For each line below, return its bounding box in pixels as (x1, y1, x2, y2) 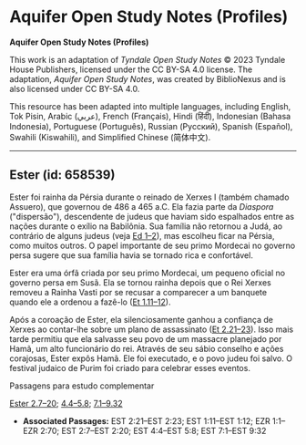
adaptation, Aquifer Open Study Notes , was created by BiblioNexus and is (9, 73, 287, 84)
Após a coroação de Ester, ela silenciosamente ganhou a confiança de (9, 314, 274, 325)
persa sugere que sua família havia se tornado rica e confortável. (9, 249, 253, 261)
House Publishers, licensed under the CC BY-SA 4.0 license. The (9, 64, 253, 75)
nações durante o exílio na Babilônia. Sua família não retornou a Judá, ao (9, 221, 283, 232)
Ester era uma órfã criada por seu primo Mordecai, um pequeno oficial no (9, 267, 285, 278)
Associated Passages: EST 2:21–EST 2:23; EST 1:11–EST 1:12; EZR (22, 415, 270, 426)
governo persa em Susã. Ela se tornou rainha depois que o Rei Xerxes (9, 276, 271, 288)
